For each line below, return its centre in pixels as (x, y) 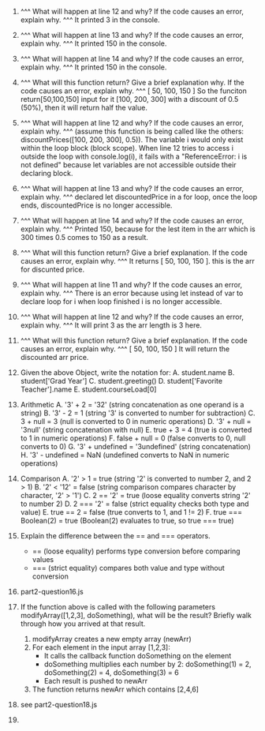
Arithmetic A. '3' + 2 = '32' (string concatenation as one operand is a (132, 405)
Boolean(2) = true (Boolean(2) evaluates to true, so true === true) (127, 521)
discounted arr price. (54, 357)
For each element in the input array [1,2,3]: (101, 647)
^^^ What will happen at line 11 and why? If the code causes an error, (131, 285)
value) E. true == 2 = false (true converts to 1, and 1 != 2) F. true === (131, 512)
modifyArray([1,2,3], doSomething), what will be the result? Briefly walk (136, 615)
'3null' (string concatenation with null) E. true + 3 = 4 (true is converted (136, 430)
